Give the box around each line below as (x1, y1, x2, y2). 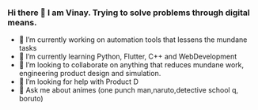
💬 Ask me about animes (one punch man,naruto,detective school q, (18, 85, 239, 95)
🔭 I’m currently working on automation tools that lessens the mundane (18, 35, 248, 44)
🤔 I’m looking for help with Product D (18, 77, 139, 86)
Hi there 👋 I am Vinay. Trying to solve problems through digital (7, 7, 250, 18)
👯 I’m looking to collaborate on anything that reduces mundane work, (18, 60, 245, 70)
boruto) (18, 94, 44, 104)
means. (7, 17, 37, 28)
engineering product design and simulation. (18, 69, 161, 78)
